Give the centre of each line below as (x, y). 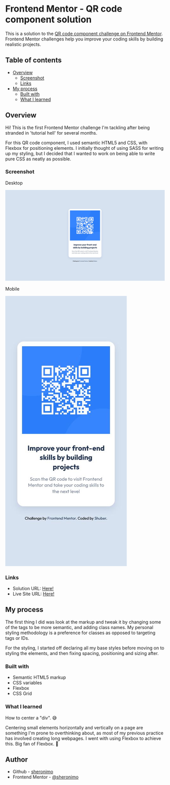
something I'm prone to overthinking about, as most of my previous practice (84, 733)
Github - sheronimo (33, 772)
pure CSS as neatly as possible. (38, 159)
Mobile (12, 288)
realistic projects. (23, 44)
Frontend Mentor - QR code (64, 9)
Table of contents (33, 60)
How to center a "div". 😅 (31, 718)
